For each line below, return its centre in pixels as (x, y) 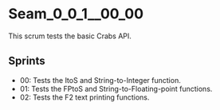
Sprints (27, 61)
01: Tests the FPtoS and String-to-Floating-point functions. (116, 88)
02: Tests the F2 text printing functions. (84, 97)
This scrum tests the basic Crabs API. (70, 36)
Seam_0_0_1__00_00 (76, 14)
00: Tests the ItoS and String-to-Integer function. (100, 80)
